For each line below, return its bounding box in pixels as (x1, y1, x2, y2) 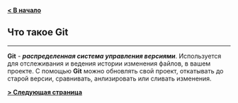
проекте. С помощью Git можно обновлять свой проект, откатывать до (7, 66, 224, 75)
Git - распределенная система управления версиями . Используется (7, 51, 222, 60)
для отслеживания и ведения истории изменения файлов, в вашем (7, 59, 211, 68)
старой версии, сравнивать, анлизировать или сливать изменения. (7, 74, 212, 83)
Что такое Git (7, 26, 69, 38)
